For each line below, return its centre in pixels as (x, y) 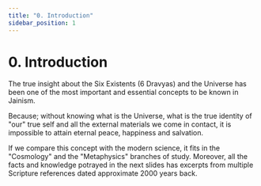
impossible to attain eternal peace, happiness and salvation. (106, 133)
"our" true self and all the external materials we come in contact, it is (120, 124)
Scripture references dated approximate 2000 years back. (103, 173)
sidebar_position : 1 (42, 23)
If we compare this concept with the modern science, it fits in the (114, 148)
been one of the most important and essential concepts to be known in (123, 93)
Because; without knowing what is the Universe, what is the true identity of (130, 116)
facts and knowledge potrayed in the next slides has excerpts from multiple (131, 165)
